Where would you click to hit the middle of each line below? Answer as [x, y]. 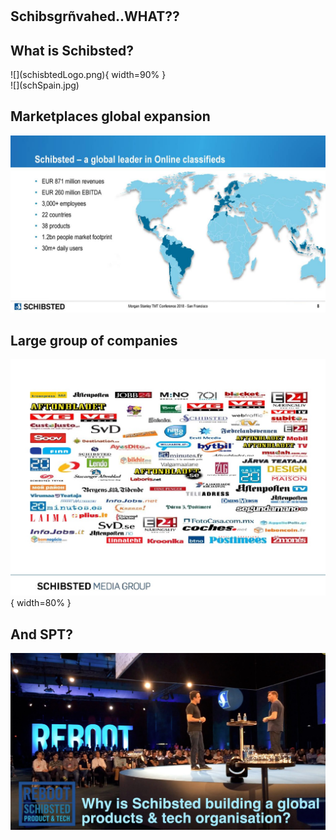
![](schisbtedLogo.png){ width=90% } [88, 74]
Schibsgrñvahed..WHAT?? [95, 16]
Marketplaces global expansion [110, 116]
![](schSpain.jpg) [45, 85]
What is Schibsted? [72, 50]
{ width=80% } [41, 603]
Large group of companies [94, 340]
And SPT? [42, 634]
